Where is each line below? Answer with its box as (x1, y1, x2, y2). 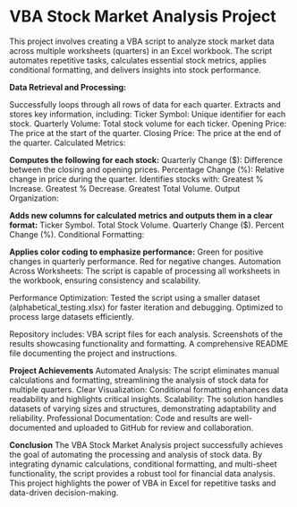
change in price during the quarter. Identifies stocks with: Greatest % (9, 173, 264, 185)
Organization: (9, 193, 60, 203)
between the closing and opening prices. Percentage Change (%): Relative (9, 164, 284, 175)
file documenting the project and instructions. (9, 348, 177, 358)
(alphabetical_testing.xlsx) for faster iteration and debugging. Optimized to (9, 302, 284, 313)
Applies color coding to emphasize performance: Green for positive (9, 246, 264, 257)
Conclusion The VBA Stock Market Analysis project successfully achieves (9, 439, 284, 450)
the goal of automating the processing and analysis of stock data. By (9, 449, 263, 460)
